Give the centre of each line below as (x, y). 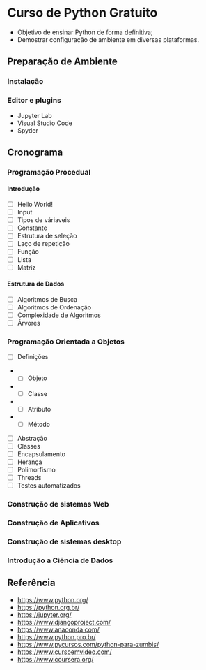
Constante (32, 228)
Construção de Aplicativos (53, 523)
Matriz (26, 268)
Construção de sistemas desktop (64, 541)
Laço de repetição (43, 244)
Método (39, 424)
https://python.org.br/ (48, 607)
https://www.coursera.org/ (55, 659)
